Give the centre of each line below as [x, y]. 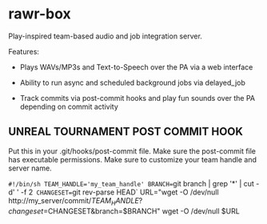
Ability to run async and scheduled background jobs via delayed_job [133, 82]
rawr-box [40, 14]
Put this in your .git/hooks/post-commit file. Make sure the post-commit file [132, 151]
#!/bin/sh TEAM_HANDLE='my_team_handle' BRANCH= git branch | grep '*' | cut [131, 183]
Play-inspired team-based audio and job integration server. [105, 36]
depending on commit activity [69, 106]
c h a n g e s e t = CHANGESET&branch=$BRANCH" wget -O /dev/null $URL [124, 211]
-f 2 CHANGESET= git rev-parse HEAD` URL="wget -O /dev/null [120, 192]
